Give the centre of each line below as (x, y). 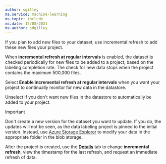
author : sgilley (22, 10)
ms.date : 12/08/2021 (27, 23)
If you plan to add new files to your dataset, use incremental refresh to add (81, 42)
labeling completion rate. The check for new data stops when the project (79, 68)
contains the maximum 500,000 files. (43, 73)
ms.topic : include (24, 19)
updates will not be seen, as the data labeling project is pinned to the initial (81, 127)
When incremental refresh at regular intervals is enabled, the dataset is (79, 57)
